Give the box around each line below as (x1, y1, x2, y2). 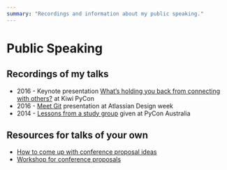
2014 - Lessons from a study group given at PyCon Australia (16, 109, 191, 118)
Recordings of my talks (6, 68, 109, 80)
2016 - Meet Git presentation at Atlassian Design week (16, 101, 174, 110)
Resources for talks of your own (6, 129, 148, 141)
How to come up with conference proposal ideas (16, 148, 157, 156)
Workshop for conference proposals (16, 155, 122, 164)
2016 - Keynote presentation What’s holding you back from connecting (16, 87, 221, 95)
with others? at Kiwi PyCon (16, 94, 95, 102)
